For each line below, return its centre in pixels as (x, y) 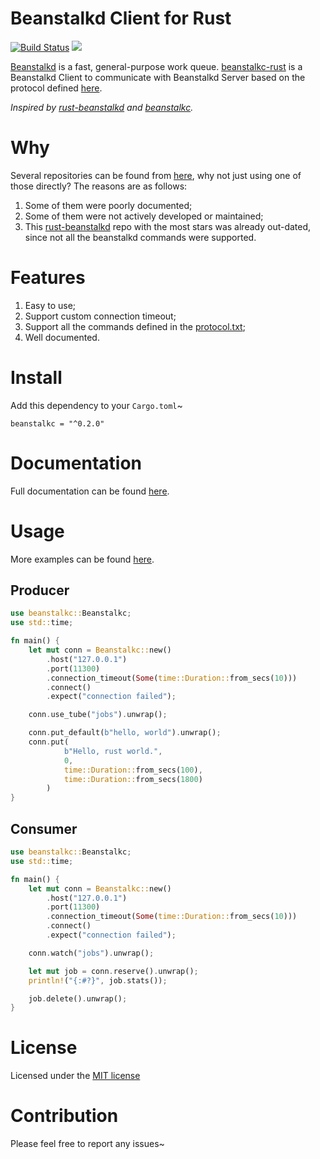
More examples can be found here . (82, 559)
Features (48, 278)
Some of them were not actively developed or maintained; (144, 216)
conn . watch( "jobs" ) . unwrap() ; (91, 953)
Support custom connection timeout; (100, 316)
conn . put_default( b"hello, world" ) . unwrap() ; (125, 733)
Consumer (44, 828)
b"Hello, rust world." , (113, 751)
